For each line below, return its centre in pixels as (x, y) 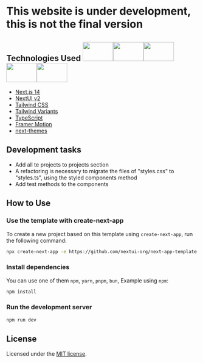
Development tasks (44, 150)
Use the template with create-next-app (65, 221)
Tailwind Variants (36, 111)
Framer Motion (34, 124)
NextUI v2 (28, 98)
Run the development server (49, 307)
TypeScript (29, 118)
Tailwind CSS (32, 105)
